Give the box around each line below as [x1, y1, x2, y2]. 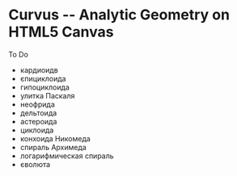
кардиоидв [19, 65, 58, 74]
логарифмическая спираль [19, 151, 115, 161]
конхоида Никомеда [19, 133, 91, 143]
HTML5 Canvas [8, 23, 114, 41]
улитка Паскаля [19, 90, 75, 100]
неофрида [19, 99, 55, 109]
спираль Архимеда [19, 142, 87, 152]
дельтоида [19, 107, 57, 118]
